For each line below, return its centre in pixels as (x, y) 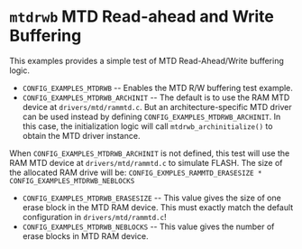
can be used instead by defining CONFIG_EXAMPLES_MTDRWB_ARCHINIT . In (151, 116)
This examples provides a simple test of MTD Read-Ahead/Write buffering (146, 60)
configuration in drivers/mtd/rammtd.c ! (94, 217)
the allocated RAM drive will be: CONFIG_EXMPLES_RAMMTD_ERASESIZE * (136, 172)
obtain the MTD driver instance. (81, 135)
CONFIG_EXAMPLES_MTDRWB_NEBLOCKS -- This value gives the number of (148, 226)
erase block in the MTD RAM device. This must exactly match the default (158, 207)
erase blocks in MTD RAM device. (85, 235)
